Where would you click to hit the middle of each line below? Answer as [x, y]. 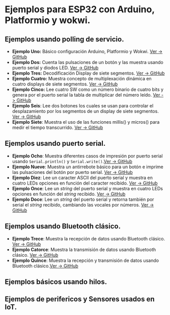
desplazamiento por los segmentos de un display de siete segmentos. [85, 111]
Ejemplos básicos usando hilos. [56, 282]
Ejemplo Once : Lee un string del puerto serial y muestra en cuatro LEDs [88, 188]
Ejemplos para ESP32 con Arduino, [80, 9]
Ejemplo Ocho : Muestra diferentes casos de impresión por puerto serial [88, 156]
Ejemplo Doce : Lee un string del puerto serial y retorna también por [83, 199]
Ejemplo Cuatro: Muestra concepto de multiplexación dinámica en [82, 78]
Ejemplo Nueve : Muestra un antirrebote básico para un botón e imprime [88, 167]
